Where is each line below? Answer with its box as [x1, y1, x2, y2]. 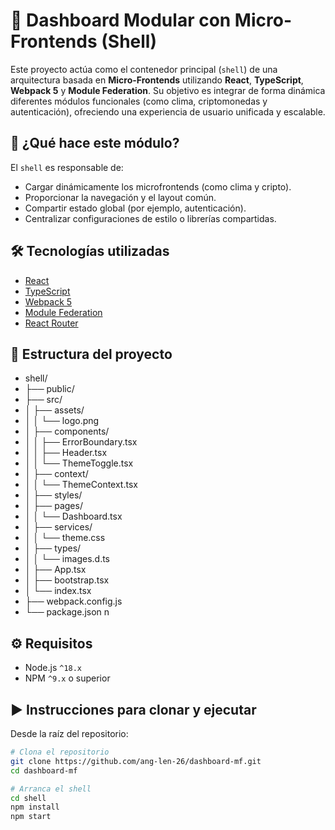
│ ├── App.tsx [24, 564, 87, 576]
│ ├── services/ [24, 521, 93, 533]
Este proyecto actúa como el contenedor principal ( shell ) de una [10, 63, 278, 75]
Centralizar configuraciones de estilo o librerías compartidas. [24, 212, 277, 224]
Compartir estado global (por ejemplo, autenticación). [24, 202, 247, 214]
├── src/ [24, 394, 63, 406]
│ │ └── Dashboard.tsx [24, 510, 123, 523]
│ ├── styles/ [24, 489, 83, 501]
